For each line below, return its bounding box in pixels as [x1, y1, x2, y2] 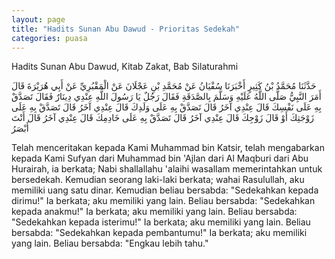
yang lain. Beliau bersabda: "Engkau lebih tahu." [11, 237, 209, 250]
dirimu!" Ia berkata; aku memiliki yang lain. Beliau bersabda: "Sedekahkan [11, 195, 316, 207]
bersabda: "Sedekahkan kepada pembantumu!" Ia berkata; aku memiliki [11, 227, 308, 239]
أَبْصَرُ [11, 122, 29, 135]
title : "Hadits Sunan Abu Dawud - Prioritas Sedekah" [11, 24, 241, 34]
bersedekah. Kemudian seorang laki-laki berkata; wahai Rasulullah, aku [11, 174, 305, 186]
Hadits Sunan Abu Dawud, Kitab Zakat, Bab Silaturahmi [11, 61, 239, 73]
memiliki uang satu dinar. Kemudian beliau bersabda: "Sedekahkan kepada [11, 184, 319, 196]
